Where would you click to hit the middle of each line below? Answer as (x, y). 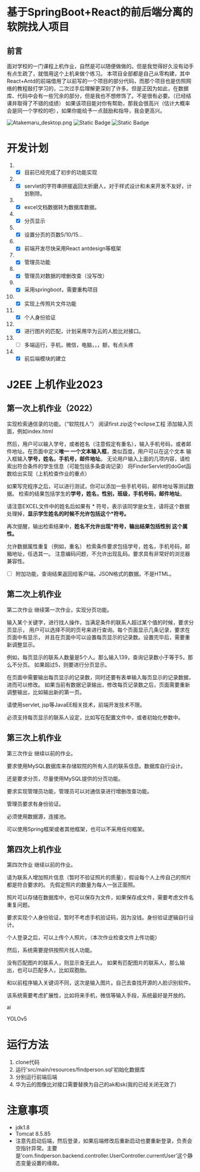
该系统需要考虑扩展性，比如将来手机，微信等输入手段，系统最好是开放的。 (98, 996)
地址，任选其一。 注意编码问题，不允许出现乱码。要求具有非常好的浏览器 (101, 553)
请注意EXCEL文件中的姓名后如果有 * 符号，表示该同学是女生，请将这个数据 (98, 506)
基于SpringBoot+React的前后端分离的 (100, 12)
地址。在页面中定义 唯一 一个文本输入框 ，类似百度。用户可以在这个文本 (98, 451)
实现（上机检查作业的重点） (56, 473)
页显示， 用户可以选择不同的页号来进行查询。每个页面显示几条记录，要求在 (99, 629)
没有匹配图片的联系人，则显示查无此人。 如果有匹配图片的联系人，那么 (93, 963)
